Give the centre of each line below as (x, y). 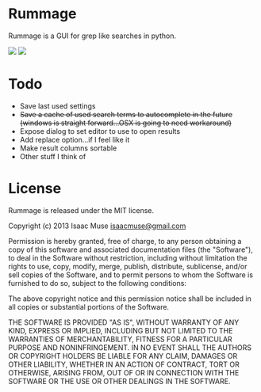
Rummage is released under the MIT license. (81, 210)
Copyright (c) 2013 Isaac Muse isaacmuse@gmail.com (97, 226)
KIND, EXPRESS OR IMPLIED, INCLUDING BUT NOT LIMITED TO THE (121, 330)
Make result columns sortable (68, 148)
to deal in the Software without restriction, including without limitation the (128, 257)
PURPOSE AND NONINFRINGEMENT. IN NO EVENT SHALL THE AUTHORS (130, 347)
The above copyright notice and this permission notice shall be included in (130, 299)
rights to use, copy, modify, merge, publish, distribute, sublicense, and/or (128, 266)
